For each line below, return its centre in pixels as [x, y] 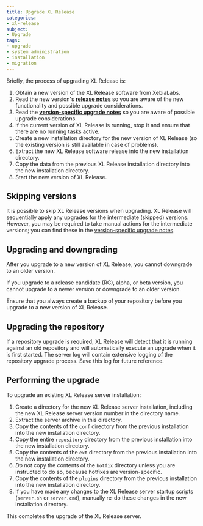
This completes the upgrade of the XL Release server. [74, 516]
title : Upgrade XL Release [41, 12]
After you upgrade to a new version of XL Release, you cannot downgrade [99, 264]
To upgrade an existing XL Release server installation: [74, 394]
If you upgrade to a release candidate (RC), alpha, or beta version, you [95, 283]
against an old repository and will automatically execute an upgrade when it [101, 348]
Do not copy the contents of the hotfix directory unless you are [95, 465]
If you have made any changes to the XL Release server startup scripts [104, 491]
